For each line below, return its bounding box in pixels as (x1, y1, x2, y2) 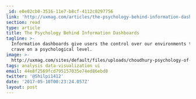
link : (6, 14, 19, 20)
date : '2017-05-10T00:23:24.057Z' (6, 79, 90, 85)
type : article (6, 24, 41, 31)
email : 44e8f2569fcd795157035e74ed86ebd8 (6, 68, 108, 74)
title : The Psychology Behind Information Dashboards (6, 30, 140, 36)
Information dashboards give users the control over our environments (11, 41, 187, 47)
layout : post (6, 84, 38, 90)
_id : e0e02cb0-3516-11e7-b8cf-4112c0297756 (6, 8, 114, 15)
